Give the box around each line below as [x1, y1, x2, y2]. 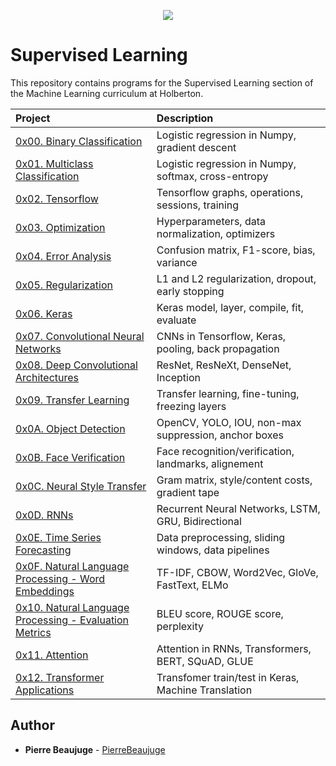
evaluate [156, 313, 197, 327]
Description [156, 111, 214, 125]
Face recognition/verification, [156, 444, 295, 458]
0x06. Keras [15, 306, 73, 320]
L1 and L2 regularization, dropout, [156, 271, 317, 285]
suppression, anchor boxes [156, 428, 284, 442]
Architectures [15, 370, 80, 384]
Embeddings [15, 584, 75, 598]
